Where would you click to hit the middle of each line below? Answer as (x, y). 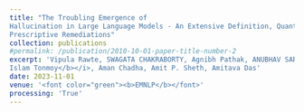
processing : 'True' (46, 93)
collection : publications (58, 43)
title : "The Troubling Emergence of (78, 18)
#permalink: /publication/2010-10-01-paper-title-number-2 (123, 51)
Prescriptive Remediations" (62, 34)
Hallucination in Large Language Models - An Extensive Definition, (141, 26)
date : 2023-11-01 (42, 77)
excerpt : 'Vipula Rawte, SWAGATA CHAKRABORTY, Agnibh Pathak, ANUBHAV (145, 60)
